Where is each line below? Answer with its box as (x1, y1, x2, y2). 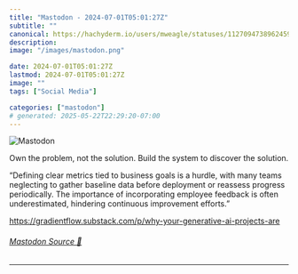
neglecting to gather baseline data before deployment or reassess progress (9, 180, 286, 190)
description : (9, 37, 58, 47)
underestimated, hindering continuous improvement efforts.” (9, 198, 231, 209)
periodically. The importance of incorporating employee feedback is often (9, 189, 279, 200)
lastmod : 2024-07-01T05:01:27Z (9, 70, 125, 80)
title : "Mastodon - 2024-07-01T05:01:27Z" (9, 12, 169, 22)
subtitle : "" (9, 21, 58, 30)
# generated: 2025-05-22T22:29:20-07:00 (9, 111, 161, 120)
